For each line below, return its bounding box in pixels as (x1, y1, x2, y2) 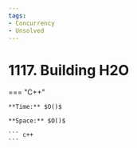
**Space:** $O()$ (8, 117, 66, 125)
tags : (8, 11, 26, 20)
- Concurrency (8, 19, 56, 27)
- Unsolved (8, 26, 45, 34)
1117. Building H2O (8, 61, 130, 79)
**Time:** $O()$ (8, 103, 62, 111)
